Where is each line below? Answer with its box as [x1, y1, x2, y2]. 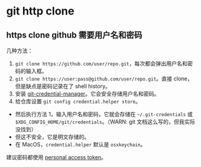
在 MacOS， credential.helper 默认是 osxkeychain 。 [15, 141, 147, 148]
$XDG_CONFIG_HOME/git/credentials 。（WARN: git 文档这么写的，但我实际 [15, 118, 196, 125]
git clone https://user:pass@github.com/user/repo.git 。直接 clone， [15, 75, 193, 82]
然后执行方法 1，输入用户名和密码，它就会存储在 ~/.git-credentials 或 [15, 111, 193, 117]
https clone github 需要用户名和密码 [6, 30, 142, 40]
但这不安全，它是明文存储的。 [15, 133, 90, 140]
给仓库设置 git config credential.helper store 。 [15, 98, 141, 105]
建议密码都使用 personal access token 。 [6, 154, 107, 161]
